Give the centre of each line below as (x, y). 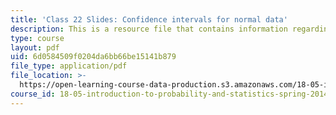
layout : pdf (35, 47)
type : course (37, 38)
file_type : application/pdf (69, 66)
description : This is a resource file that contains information (149, 29)
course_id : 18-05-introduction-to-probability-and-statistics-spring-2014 (169, 94)
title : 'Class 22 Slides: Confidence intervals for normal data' (149, 19)
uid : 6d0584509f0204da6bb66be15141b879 (93, 57)
